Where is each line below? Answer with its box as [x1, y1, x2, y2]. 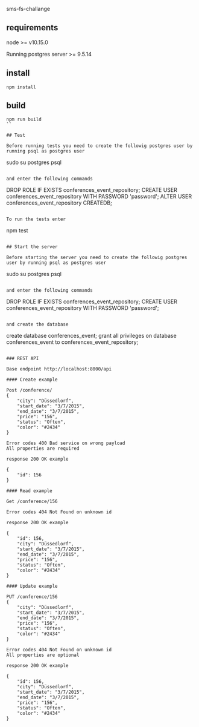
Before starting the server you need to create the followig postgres [6, 254, 188, 261]
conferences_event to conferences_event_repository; [6, 338, 139, 346]
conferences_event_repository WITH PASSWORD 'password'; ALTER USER [6, 193, 192, 200]
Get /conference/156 [6, 499, 58, 505]
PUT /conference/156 [6, 594, 58, 600]
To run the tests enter [6, 216, 66, 223]
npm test [6, 227, 28, 234]
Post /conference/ [6, 387, 52, 393]
